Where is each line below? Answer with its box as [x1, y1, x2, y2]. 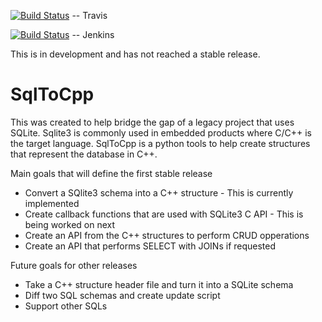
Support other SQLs [24, 300, 108, 312]
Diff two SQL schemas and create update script [24, 289, 221, 301]
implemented [24, 197, 80, 209]
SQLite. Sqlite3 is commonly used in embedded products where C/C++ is [10, 126, 312, 139]
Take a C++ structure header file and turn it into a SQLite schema [24, 278, 294, 290]
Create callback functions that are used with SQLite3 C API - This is [24, 208, 304, 220]
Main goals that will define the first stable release [10, 167, 213, 179]
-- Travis [71, 10, 108, 21]
